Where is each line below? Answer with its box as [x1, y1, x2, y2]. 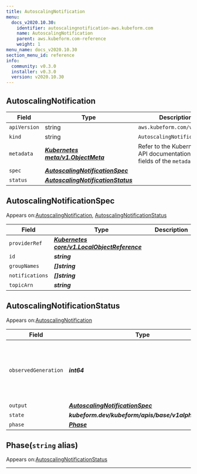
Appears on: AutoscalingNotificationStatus [6, 456, 107, 463]
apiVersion [9, 124, 39, 130]
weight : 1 [16, 42, 41, 48]
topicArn [9, 281, 33, 288]
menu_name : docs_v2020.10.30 [6, 47, 77, 53]
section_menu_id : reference [6, 52, 75, 58]
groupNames [9, 263, 39, 269]
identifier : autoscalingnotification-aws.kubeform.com [16, 25, 154, 31]
